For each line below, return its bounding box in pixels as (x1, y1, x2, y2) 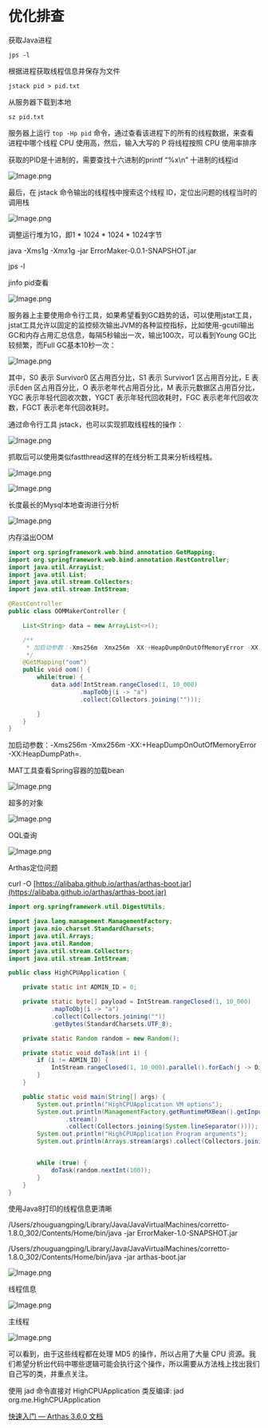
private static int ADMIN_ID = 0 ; (22, 983, 137, 991)
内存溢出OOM (8, 532, 54, 541)
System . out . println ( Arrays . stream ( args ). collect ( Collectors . (37, 1137, 245, 1146)
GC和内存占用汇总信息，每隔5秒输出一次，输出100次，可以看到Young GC (8, 330, 250, 339)
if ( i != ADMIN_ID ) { (37, 1056, 109, 1065)
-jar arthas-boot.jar (123, 1252, 187, 1262)
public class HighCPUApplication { (8, 969, 127, 977)
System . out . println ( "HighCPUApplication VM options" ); (37, 1100, 223, 1109)
